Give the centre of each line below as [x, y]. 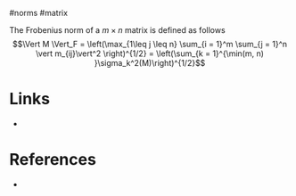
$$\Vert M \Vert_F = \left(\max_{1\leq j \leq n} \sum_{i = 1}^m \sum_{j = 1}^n [150, 44]
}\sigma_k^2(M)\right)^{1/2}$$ [150, 63]
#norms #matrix [39, 13]
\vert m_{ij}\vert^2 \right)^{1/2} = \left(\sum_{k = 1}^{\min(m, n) [150, 53]
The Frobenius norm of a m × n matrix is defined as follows [117, 30]
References [53, 160]
